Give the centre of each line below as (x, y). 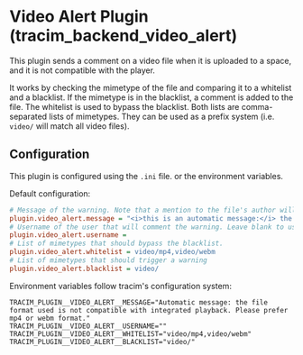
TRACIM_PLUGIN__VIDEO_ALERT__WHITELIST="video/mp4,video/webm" (131, 334)
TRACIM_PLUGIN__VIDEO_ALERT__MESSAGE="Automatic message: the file (139, 302)
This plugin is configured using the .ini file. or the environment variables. (147, 176)
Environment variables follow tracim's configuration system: (121, 286)
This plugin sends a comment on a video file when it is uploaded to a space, (150, 60)
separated (28, 116)
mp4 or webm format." (50, 318)
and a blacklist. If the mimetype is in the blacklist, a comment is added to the (151, 97)
